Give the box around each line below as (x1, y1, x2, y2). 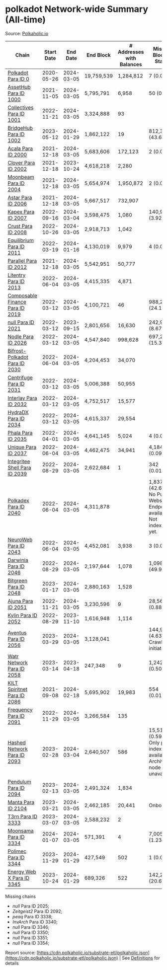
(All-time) (5, 14, 46, 25)
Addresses (117, 48, 144, 55)
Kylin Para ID (7, 612, 38, 619)
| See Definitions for (119, 955, 160, 961)
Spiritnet (7, 685, 28, 692)
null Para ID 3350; (12, 929, 50, 935)
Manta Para (7, 799, 35, 806)
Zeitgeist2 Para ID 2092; (12, 908, 63, 914)
